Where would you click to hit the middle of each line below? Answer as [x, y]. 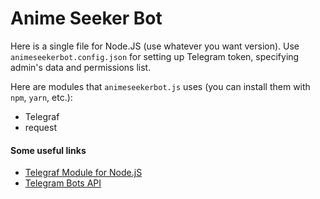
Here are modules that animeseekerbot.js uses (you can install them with [160, 86]
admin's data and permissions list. [81, 67]
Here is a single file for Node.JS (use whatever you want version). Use [155, 46]
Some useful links [48, 150]
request [40, 127]
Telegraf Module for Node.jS [83, 173]
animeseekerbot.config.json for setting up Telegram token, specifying [155, 56]
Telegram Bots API [63, 183]
